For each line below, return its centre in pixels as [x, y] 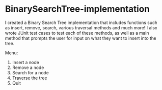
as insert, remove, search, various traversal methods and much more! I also [81, 27]
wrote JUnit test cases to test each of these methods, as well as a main [77, 33]
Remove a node [28, 67]
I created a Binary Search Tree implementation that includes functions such [81, 22]
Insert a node [26, 62]
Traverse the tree [30, 78]
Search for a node [30, 72]
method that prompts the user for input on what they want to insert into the [81, 38]
